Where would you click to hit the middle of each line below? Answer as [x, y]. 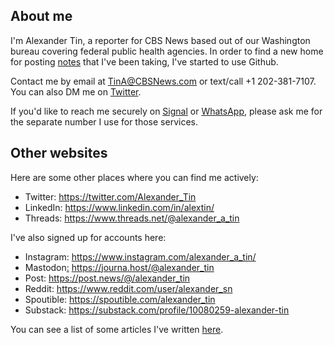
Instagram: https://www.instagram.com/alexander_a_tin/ [140, 256]
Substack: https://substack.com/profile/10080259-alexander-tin [157, 310]
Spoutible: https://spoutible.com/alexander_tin [120, 299]
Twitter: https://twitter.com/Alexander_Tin [110, 196]
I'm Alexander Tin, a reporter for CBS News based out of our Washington [160, 40]
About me [41, 16]
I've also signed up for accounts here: [88, 237]
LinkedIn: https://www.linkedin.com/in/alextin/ [119, 207]
